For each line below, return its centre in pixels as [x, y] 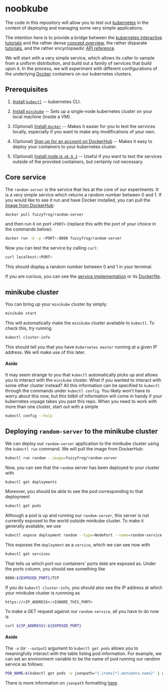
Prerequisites [26, 90]
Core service [26, 177]
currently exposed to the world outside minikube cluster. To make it [74, 521]
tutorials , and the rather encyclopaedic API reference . [60, 48]
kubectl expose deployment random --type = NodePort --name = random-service [84, 535]
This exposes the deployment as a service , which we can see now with [77, 545]
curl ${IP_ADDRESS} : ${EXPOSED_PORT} [43, 625]
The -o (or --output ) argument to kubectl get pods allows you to [72, 648]
